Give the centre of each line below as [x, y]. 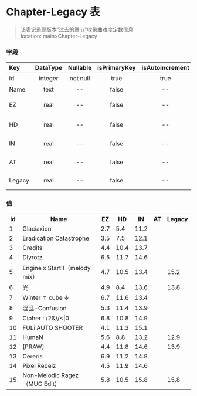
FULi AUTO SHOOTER [53, 327]
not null [80, 79]
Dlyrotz [33, 257]
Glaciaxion [37, 228]
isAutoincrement [165, 68]
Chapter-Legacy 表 [53, 12]
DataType [49, 68]
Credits [33, 248]
